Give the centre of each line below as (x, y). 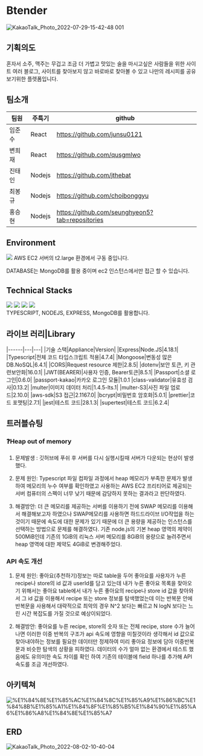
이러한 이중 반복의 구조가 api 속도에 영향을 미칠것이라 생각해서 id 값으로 (111, 634)
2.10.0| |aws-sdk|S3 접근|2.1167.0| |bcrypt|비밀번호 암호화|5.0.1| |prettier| (101, 395)
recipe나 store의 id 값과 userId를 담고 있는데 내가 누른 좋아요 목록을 (95, 583)
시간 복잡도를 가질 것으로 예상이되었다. (67, 613)
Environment (31, 243)
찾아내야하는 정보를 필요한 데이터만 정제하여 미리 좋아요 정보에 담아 (94, 641)
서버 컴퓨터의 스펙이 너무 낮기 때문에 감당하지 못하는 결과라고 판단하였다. (100, 493)
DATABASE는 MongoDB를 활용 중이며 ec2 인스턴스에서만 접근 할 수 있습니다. (98, 271)
